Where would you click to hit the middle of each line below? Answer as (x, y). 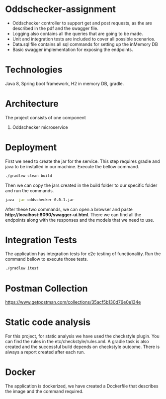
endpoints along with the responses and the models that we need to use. (80, 220)
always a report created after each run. (45, 352)
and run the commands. (30, 190)
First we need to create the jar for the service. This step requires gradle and (83, 161)
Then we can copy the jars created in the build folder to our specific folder (81, 185)
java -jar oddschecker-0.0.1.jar (40, 200)
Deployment (31, 147)
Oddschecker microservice (40, 127)
